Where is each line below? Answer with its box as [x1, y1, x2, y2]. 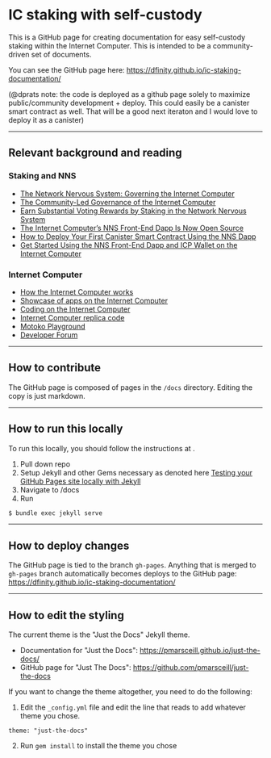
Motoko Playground [19, 321, 86, 331]
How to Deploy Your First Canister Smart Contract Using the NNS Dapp [19, 232, 256, 241]
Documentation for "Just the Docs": [19, 646, 139, 655]
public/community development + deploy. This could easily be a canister [8, 98, 250, 107]
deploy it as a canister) [8, 115, 85, 124]
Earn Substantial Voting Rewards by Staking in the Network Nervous [19, 206, 248, 216]
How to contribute [8, 361, 102, 375]
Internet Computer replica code [19, 312, 125, 322]
